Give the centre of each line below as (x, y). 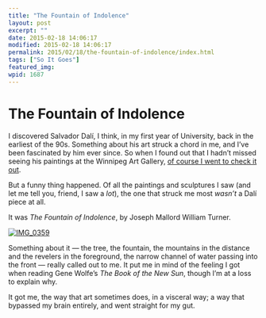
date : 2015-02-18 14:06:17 (53, 38)
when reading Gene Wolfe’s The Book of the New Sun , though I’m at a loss (130, 273)
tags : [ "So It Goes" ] (44, 60)
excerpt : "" (28, 30)
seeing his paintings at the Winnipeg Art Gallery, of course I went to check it (133, 161)
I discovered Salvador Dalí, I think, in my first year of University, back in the (131, 136)
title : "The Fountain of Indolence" (69, 15)
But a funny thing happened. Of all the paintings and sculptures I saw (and (130, 185)
